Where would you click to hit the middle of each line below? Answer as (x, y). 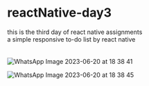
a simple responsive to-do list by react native (71, 39)
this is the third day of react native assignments (75, 32)
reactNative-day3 (60, 13)
